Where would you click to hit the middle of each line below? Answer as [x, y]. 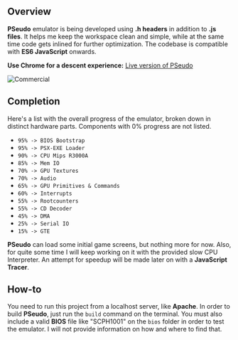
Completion [34, 101]
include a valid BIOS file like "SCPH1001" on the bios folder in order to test [116, 322]
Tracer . [18, 267]
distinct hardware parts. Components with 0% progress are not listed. [109, 126]
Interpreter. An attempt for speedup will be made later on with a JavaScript [117, 260]
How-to [25, 290]
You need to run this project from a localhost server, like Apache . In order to [119, 307]
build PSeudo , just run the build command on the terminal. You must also [115, 314]
